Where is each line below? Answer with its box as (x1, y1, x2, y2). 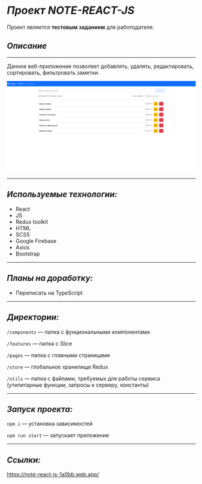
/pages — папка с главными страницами (7, 351, 110, 358)
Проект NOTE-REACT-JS (7, 4, 135, 17)
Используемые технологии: (7, 189, 117, 200)
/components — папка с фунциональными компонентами (7, 328, 150, 335)
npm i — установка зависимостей (7, 420, 93, 427)
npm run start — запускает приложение (7, 432, 110, 439)
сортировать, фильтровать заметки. (7, 69, 100, 76)
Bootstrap (15, 250, 40, 257)
